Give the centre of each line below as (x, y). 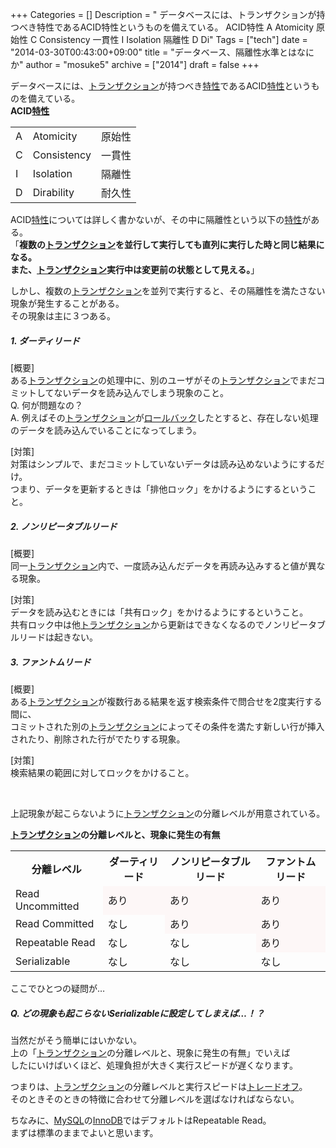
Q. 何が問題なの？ (47, 405)
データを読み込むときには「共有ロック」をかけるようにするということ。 (159, 612)
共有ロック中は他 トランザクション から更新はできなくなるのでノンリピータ (163, 624)
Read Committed (55, 923)
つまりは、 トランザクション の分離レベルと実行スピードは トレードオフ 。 (159, 1086)
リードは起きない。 (58, 637)
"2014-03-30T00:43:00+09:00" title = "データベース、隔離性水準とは (153, 52)
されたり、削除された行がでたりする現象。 (98, 739)
